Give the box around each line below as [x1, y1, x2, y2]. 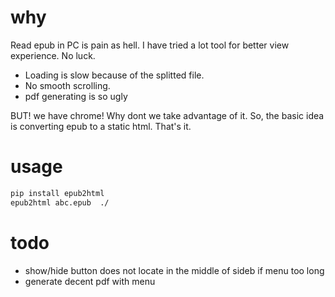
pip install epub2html [10, 188, 105, 198]
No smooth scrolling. [24, 79, 111, 91]
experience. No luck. [10, 49, 96, 61]
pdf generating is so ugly [24, 90, 128, 102]
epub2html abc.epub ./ [10, 197, 110, 208]
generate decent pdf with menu [24, 275, 156, 287]
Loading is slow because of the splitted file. [24, 69, 205, 81]
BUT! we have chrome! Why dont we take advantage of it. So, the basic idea [10, 109, 325, 121]
